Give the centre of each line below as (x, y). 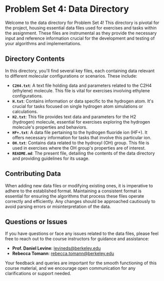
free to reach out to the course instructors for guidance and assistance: (77, 239)
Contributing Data (33, 174)
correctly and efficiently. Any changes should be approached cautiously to (80, 201)
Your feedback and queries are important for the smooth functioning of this (81, 263)
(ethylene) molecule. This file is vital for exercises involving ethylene (81, 90)
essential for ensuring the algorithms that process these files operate (75, 196)
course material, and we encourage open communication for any (70, 268)
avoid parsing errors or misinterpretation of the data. (58, 206)
